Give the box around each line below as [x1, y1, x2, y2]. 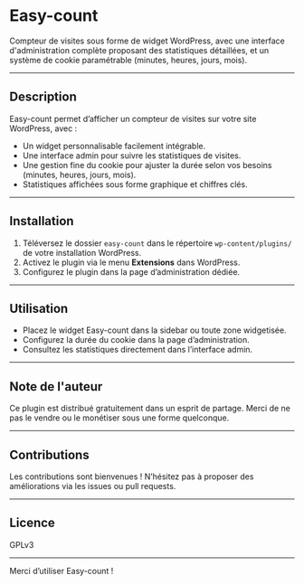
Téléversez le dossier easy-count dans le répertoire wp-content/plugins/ [22, 237, 292, 249]
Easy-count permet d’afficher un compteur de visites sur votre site [9, 113, 257, 124]
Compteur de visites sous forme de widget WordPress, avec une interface [9, 35, 285, 46]
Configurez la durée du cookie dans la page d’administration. [22, 335, 251, 345]
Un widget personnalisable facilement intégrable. [22, 140, 206, 151]
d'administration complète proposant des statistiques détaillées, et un [9, 44, 270, 55]
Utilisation [9, 300, 69, 316]
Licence [9, 515, 56, 531]
